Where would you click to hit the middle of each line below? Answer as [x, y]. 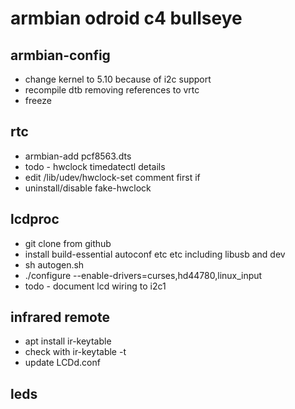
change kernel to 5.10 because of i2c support [118, 79]
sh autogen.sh [54, 264]
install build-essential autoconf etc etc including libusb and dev [155, 254]
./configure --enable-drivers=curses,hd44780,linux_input [143, 275]
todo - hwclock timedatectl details [95, 166]
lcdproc [35, 219]
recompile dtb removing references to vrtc [112, 90]
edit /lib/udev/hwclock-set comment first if [112, 177]
